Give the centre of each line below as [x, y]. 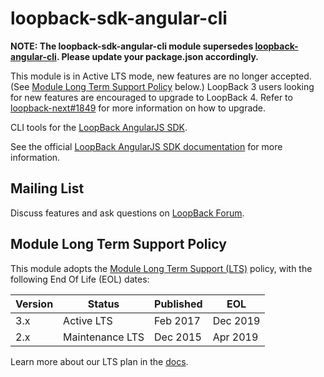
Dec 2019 [236, 320]
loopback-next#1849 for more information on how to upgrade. [138, 108]
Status [103, 304]
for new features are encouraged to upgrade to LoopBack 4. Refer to [151, 97]
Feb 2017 [177, 320]
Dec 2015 [178, 337]
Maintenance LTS [104, 337]
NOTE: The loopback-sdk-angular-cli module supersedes [132, 46]
